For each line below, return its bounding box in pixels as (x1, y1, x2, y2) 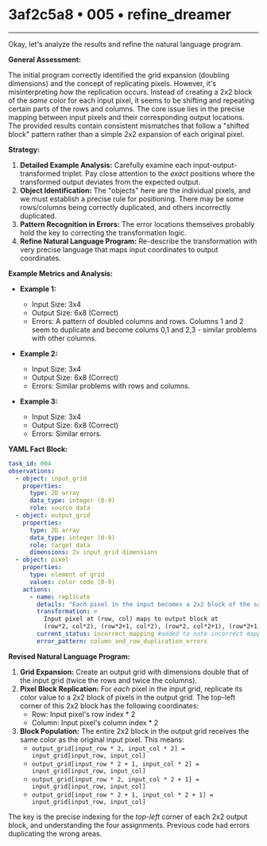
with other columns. (31, 333, 97, 343)
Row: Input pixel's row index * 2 (31, 709, 136, 719)
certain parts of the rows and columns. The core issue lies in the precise (8, 103, 245, 113)
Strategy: (8, 145, 41, 154)
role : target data (29, 541, 91, 549)
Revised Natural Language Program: (8, 651, 130, 661)
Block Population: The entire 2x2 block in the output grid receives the (19, 726, 250, 735)
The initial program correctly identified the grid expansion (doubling (8, 70, 230, 80)
